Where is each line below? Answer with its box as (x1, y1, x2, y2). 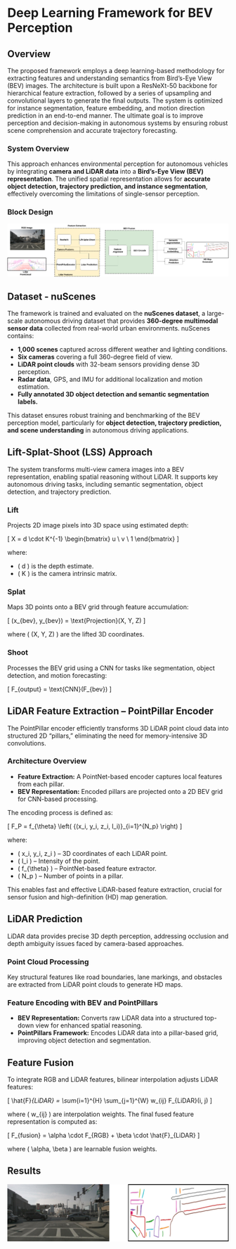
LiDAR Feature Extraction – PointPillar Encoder (7, 705, 214, 717)
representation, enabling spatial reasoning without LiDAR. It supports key (7, 473, 218, 481)
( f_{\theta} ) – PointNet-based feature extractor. (17, 864, 157, 873)
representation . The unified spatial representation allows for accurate (7, 174, 211, 184)
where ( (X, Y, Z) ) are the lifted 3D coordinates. (7, 630, 145, 639)
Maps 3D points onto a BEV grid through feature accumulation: (7, 603, 189, 611)
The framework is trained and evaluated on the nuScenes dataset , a (7, 309, 206, 317)
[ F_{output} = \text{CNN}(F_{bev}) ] (7, 684, 112, 693)
